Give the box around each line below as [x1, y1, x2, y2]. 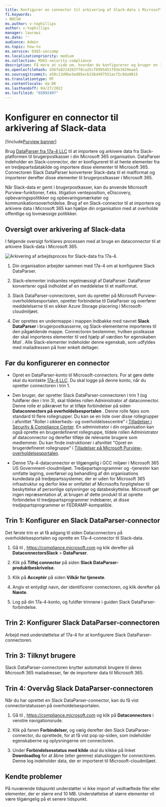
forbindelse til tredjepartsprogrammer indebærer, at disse [12, 497, 129, 503]
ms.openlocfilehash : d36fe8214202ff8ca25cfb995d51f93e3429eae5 [5, 68, 138, 73]
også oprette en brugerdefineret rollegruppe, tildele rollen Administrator [12, 429, 159, 435]
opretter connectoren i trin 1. [12, 382, 71, 388]
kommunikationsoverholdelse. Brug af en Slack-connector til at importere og [5, 200, 161, 206]
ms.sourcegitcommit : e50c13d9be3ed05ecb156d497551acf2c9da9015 [5, 72, 138, 77]
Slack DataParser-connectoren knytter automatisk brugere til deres [5, 664, 142, 670]
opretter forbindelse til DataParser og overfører [60, 298, 157, 304]
